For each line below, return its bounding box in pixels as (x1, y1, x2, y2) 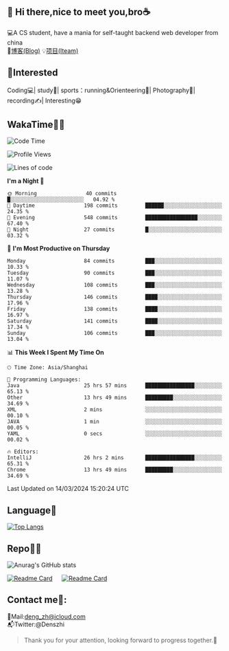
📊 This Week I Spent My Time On (7, 349, 104, 357)
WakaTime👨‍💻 (7, 119, 65, 131)
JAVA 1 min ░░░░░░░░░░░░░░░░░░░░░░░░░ (7, 419, 223, 426)
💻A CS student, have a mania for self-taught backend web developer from (7, 28, 219, 36)
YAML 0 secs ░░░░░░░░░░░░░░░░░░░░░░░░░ (7, 430, 223, 437)
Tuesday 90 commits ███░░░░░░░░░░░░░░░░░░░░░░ (7, 269, 223, 277)
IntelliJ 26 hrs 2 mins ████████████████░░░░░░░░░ (7, 454, 223, 461)
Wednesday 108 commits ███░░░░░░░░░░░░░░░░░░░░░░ (7, 282, 223, 289)
